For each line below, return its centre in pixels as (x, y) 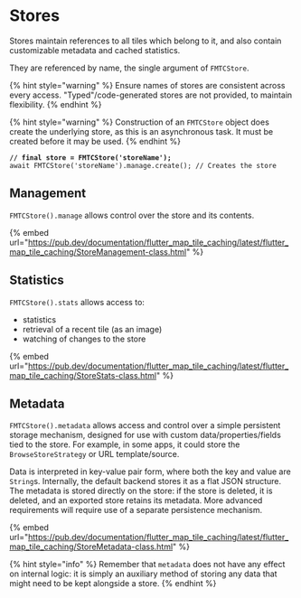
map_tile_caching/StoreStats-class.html (83, 375)
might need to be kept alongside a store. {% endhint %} (113, 584)
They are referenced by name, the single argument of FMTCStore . (129, 68)
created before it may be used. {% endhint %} (95, 141)
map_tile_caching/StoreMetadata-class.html (91, 547)
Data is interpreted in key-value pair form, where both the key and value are (150, 472)
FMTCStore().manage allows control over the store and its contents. (132, 215)
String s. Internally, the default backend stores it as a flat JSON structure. (146, 481)
